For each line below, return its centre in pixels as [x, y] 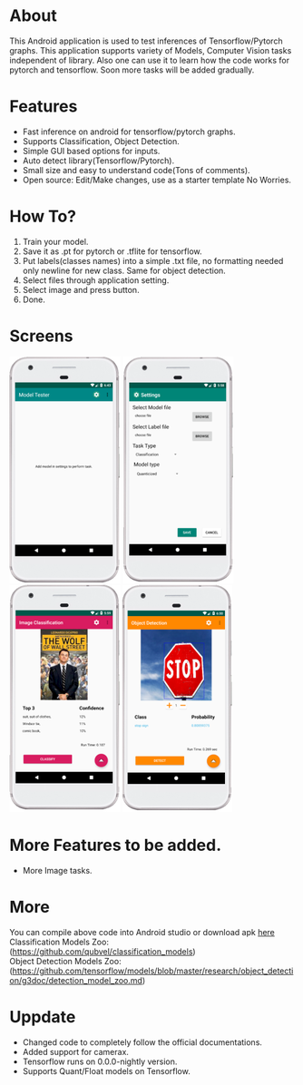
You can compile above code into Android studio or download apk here [142, 932]
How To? [43, 216]
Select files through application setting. [96, 280]
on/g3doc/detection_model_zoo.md [76, 980]
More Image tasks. [57, 870]
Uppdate [43, 1017]
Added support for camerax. [76, 1051]
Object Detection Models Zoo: [65, 961]
